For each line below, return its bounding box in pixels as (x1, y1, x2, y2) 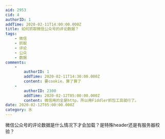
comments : (5, 60, 27, 65)
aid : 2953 (5, 7, 27, 13)
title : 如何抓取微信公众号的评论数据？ (5, 27, 79, 32)
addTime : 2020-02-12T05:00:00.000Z (24, 93, 100, 98)
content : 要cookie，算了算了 (24, 79, 82, 84)
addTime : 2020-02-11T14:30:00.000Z (24, 74, 100, 79)
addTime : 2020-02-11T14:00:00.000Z (5, 21, 82, 27)
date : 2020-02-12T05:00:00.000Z (5, 103, 75, 108)
